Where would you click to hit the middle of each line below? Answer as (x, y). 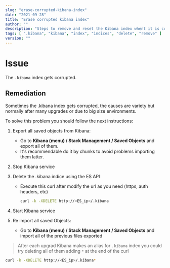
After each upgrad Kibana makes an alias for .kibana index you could (90, 245)
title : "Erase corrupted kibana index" (47, 19)
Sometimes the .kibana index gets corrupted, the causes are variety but (80, 106)
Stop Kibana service (34, 166)
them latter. (32, 157)
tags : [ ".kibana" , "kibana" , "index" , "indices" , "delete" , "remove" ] (83, 33)
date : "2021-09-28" (26, 15)
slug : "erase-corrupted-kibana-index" (46, 10)
